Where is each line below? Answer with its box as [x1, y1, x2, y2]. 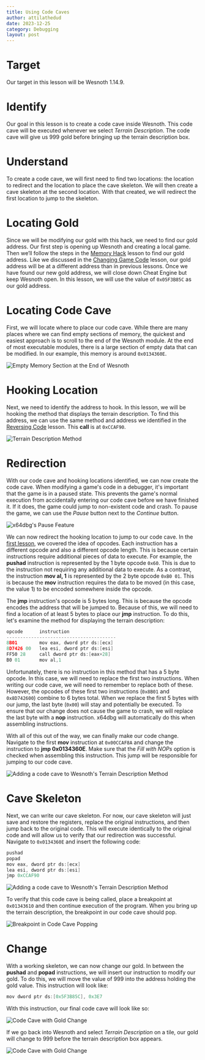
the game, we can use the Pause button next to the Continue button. [6, 509, 179, 517]
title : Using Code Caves [6, 9, 70, 15]
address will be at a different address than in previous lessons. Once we [6, 262, 188, 270]
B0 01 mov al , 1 [6, 657, 62, 663]
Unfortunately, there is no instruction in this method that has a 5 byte [6, 668, 179, 675]
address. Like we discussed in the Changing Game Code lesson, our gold [6, 256, 191, 263]
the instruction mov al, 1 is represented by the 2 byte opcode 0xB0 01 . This [6, 572, 195, 580]
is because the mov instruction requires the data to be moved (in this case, [6, 578, 196, 586]
